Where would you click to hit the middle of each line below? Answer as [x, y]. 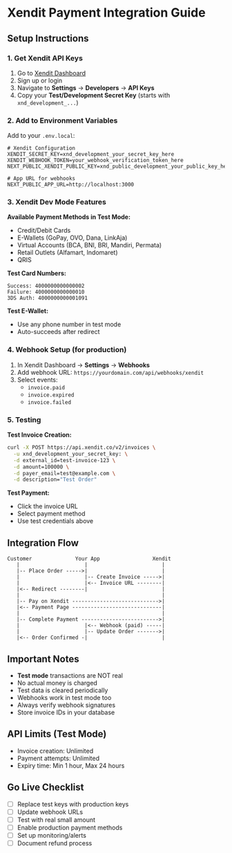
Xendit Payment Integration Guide [106, 13]
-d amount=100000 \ [41, 467]
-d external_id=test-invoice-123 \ [65, 460]
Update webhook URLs [50, 811]
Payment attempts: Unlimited [58, 758]
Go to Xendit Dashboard [51, 73]
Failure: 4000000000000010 [46, 292]
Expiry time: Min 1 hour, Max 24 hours [71, 765]
